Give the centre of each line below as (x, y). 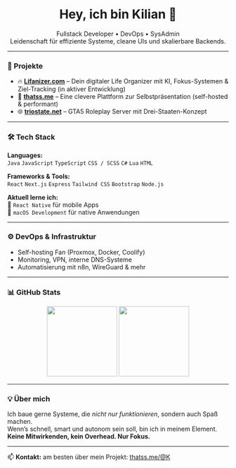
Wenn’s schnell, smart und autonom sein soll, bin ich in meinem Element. (112, 429)
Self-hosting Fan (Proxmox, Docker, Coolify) (81, 252)
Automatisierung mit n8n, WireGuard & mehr (81, 267)
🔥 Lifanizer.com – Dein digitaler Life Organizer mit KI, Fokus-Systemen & (123, 81)
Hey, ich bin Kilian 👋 (118, 14)
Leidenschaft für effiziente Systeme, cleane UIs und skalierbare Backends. (118, 41)
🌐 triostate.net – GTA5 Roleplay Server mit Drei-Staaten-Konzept (112, 112)
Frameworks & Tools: (39, 176)
